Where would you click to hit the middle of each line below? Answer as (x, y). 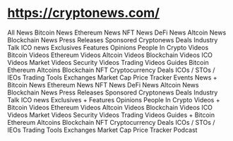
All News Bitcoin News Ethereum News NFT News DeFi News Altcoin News (117, 32)
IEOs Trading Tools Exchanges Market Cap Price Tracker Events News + (112, 77)
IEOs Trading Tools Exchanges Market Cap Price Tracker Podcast (102, 130)
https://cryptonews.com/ (84, 13)
